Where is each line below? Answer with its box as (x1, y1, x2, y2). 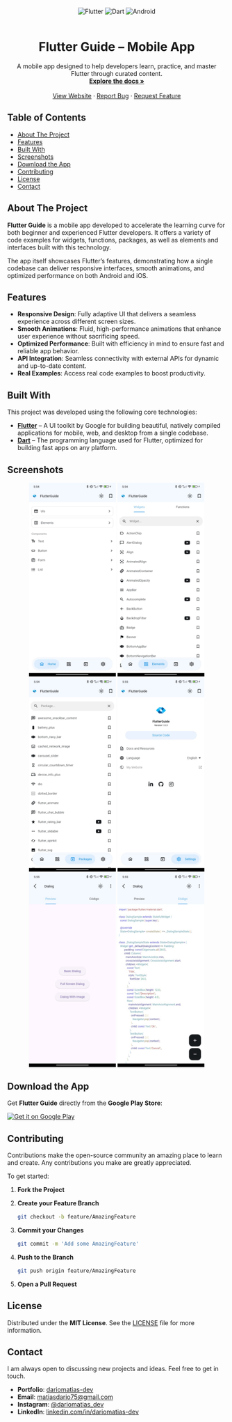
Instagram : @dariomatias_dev (17, 1400, 104, 1409)
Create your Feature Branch (17, 1199, 99, 1207)
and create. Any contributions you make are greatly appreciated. (7, 1159, 192, 1167)
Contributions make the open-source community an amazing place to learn (7, 1151, 222, 1159)
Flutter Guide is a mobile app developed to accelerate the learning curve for (7, 221, 226, 229)
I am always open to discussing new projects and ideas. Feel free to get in (7, 1365, 219, 1373)
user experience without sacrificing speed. (17, 332, 140, 341)
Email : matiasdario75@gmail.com (17, 1393, 113, 1401)
